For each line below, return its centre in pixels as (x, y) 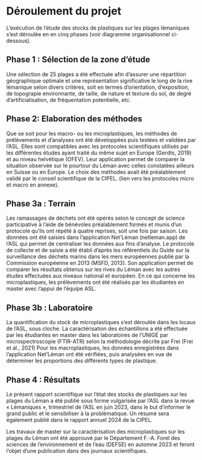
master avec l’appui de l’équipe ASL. (51, 289)
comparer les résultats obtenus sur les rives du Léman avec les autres (93, 269)
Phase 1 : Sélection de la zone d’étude (78, 59)
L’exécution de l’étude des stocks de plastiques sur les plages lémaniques (98, 28)
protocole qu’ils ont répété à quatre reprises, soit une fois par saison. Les (97, 231)
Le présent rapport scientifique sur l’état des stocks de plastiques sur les (97, 394)
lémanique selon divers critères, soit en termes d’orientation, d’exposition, (98, 87)
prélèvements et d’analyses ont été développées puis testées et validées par (101, 139)
